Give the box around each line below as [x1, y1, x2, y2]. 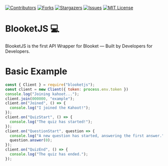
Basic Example [5, 66, 67, 77]
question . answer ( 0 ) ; [9, 138, 52, 143]
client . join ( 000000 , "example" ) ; [5, 96, 75, 101]
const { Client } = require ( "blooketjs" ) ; [5, 82, 95, 87]
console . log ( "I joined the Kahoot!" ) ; [9, 105, 91, 111]
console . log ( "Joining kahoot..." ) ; [5, 91, 79, 97]
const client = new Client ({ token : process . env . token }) [5, 87, 128, 92]
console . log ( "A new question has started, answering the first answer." [9, 133, 164, 138]
